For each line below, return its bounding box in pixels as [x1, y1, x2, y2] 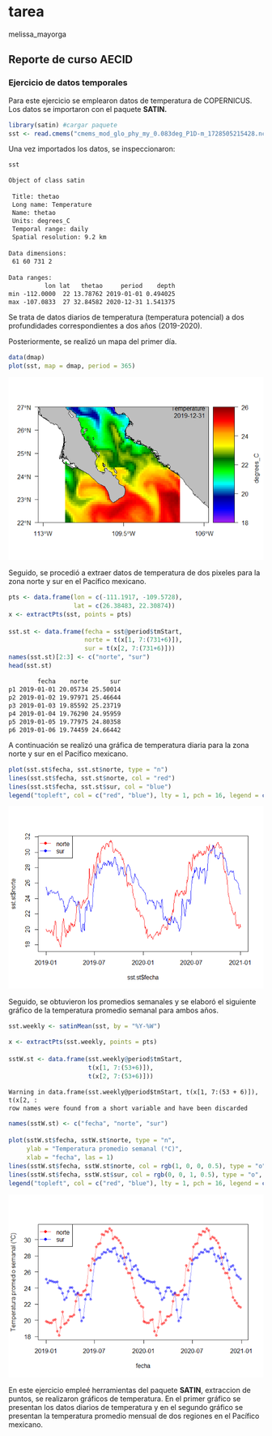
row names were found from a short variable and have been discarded [8, 1104, 249, 1112]
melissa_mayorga [8, 29, 67, 39]
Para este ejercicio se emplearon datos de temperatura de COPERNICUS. [8, 96, 253, 105]
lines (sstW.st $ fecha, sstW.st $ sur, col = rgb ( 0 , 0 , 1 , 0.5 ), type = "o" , [8, 1171, 263, 1179]
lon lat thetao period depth [44, 282, 176, 290]
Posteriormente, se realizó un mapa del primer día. [8, 337, 177, 346]
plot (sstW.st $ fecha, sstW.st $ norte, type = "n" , [8, 1137, 176, 1145]
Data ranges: [8, 274, 53, 282]
